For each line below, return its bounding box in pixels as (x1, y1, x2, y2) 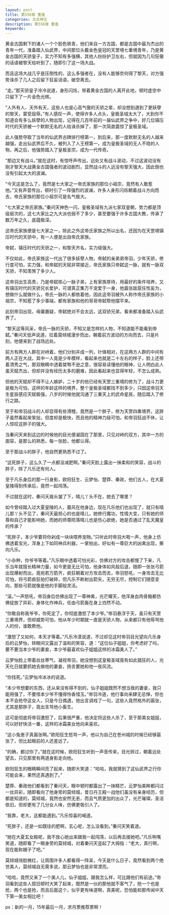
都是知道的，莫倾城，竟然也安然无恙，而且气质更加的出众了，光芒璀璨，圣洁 (5, 795, 164, 801)
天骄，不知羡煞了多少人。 (5, 268, 58, 274)
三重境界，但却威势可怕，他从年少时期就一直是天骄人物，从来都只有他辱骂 (5, 617, 159, 623)
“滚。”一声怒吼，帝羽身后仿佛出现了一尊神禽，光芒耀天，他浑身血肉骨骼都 (5, 593, 157, 599)
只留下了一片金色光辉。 (5, 94, 54, 100)
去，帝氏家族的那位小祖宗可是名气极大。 (5, 194, 89, 200)
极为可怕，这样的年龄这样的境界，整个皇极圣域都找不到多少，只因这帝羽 (9, 385, 159, 391)
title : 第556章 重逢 (5, 12, 45, 17)
